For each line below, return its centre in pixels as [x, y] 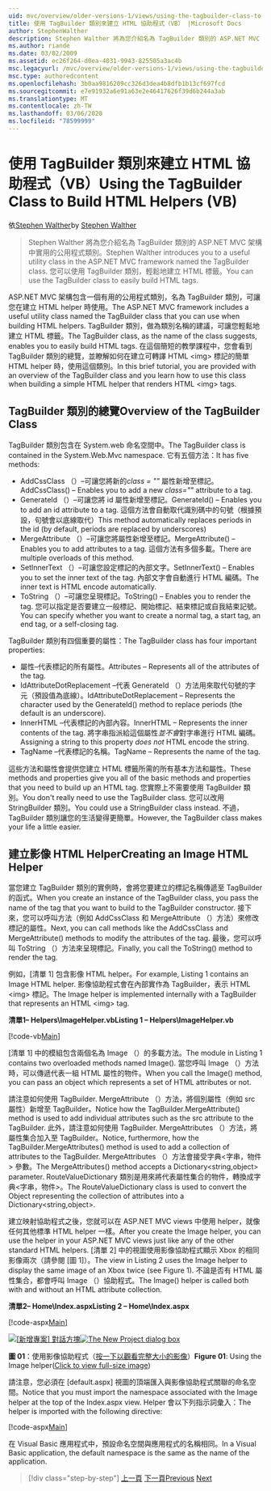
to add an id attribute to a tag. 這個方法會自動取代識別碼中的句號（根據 [138, 510]
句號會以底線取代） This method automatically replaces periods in [143, 519]
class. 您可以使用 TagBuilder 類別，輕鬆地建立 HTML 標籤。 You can [141, 271]
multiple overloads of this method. [77, 557]
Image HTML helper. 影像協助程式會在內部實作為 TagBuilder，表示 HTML [130, 985]
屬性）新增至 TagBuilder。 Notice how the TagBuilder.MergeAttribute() [124, 1109]
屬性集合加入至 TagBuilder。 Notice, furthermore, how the [104, 1138]
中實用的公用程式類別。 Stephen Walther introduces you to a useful [139, 252]
